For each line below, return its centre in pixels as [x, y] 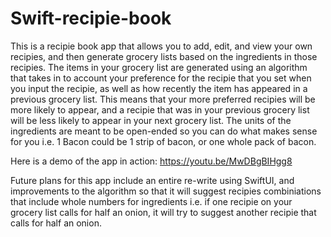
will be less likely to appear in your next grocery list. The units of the [151, 120]
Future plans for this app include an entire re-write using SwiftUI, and [152, 180]
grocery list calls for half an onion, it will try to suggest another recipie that [163, 212]
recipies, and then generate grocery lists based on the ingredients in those [164, 56]
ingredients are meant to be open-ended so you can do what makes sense [164, 131]
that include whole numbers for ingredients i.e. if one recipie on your [151, 201]
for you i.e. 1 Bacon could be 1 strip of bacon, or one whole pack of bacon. [163, 141]
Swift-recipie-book [91, 18]
